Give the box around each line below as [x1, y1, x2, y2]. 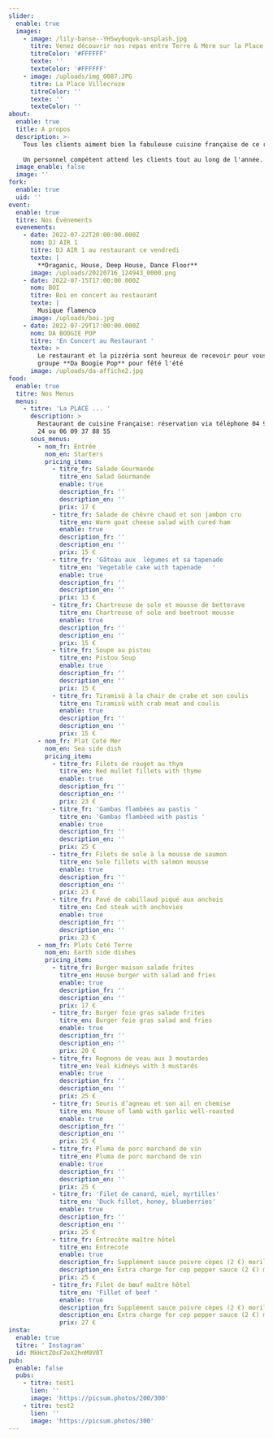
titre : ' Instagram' [15, 1341, 85, 1349]
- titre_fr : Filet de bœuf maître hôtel [51, 1280, 191, 1289]
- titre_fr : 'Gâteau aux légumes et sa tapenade [51, 556, 223, 564]
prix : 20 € [59, 1046, 96, 1055]
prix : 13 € [59, 594, 96, 602]
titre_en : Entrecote [59, 1243, 129, 1251]
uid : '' [15, 193, 42, 201]
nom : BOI [29, 284, 60, 292]
